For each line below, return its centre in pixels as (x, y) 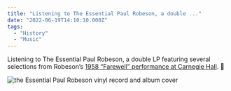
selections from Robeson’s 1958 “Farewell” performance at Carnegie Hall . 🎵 (116, 67)
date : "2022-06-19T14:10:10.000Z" (58, 20)
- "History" (31, 33)
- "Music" (28, 40)
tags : (15, 26)
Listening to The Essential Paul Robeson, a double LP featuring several (109, 59)
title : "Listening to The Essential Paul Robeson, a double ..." (104, 14)
